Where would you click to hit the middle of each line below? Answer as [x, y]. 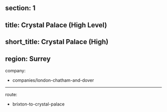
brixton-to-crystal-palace [38, 104]
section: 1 [20, 8]
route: [11, 94]
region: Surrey [28, 59]
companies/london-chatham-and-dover [53, 80]
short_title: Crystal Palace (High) [57, 42]
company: [15, 70]
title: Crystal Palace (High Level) [56, 25]
